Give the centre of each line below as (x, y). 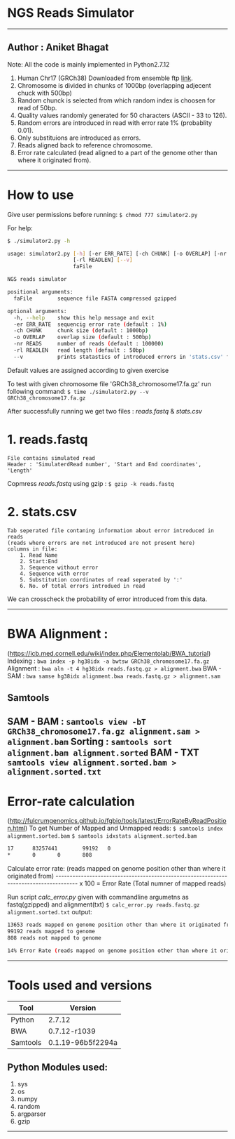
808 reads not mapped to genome (54, 938)
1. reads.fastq (48, 440)
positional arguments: (40, 292)
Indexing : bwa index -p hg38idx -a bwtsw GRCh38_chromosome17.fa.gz (108, 661)
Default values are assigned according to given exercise (88, 370)
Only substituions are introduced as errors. (79, 138)
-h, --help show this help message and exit (84, 317)
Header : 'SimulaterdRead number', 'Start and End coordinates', (104, 464)
